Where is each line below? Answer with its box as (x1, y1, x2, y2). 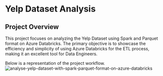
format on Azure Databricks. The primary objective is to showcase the (5, 41, 146, 46)
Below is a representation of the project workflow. (5, 61, 105, 66)
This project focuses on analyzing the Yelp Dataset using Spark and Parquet (5, 35, 158, 41)
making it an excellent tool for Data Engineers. (5, 51, 98, 57)
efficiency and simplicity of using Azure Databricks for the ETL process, (5, 46, 150, 51)
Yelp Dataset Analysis (5, 3, 96, 15)
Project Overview (5, 23, 59, 31)
